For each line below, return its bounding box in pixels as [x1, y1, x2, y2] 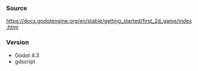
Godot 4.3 [14, 52, 40, 59]
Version [6, 38, 30, 46]
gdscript [14, 58, 35, 65]
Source [6, 4, 28, 12]
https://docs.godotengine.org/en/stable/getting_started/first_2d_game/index [6, 18, 192, 25]
